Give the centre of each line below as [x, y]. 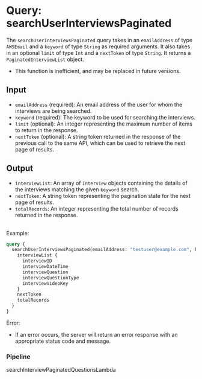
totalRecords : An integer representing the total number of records [96, 208]
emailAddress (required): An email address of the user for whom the [99, 104]
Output [20, 169]
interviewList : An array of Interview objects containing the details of [101, 183]
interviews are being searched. [53, 111]
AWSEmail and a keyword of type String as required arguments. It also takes [98, 46]
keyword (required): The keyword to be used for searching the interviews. [105, 117]
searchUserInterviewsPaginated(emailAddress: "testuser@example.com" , [102, 250]
